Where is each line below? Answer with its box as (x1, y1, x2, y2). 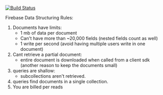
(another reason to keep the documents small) (20, 62, 118, 68)
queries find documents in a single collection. (12, 79, 108, 84)
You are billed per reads (12, 84, 63, 90)
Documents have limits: (12, 24, 62, 30)
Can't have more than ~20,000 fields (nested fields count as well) (20, 36, 158, 41)
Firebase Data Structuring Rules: (5, 15, 74, 20)
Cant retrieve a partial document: (12, 51, 83, 57)
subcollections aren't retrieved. (20, 73, 86, 79)
